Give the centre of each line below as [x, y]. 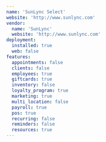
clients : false [31, 68]
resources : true [32, 130]
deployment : [21, 40]
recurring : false [33, 118]
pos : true [24, 113]
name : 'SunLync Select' [36, 12]
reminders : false [33, 124]
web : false [25, 51]
